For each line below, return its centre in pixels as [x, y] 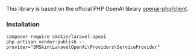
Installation [23, 24]
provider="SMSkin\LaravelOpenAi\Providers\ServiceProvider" [83, 48]
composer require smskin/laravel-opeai [56, 37]
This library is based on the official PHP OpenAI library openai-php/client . [97, 9]
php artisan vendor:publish [42, 42]
